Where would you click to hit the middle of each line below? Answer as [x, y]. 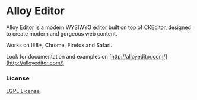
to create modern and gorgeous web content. [62, 33]
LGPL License [23, 91]
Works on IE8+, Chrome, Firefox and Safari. [59, 45]
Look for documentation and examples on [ [59, 56]
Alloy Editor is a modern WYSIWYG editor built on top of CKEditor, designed [99, 27]
